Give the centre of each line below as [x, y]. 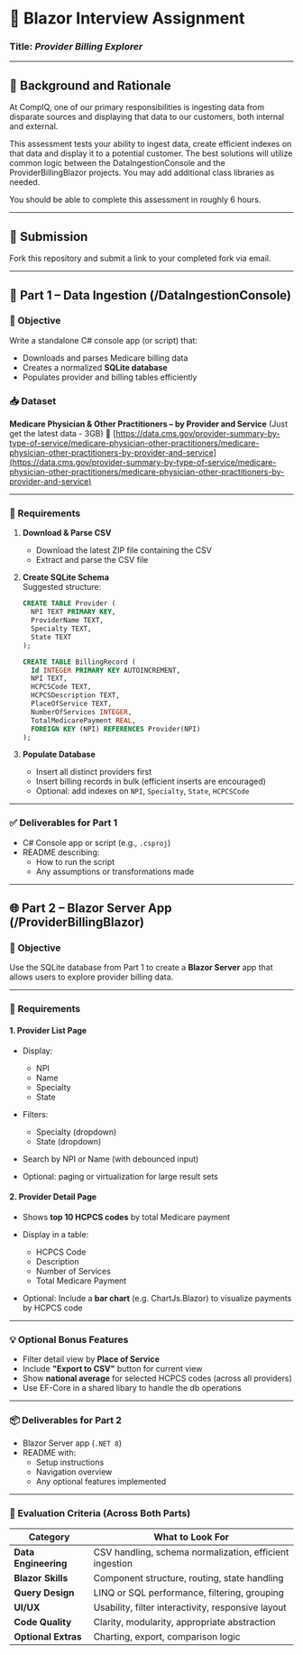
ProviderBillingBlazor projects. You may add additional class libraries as [142, 173]
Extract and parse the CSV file [92, 560]
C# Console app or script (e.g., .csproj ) [96, 842]
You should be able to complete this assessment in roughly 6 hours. [135, 200]
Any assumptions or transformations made [115, 871]
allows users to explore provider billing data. [92, 977]
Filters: [35, 1114]
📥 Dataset [33, 400]
